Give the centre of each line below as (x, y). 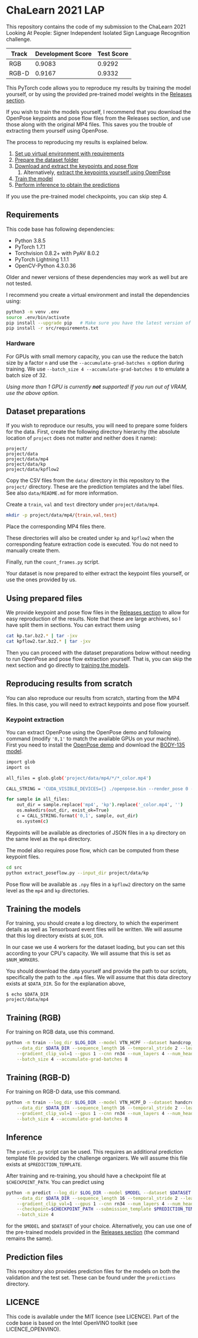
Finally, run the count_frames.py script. (53, 562)
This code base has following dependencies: (60, 229)
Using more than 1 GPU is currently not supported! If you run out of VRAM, (97, 387)
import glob (21, 762)
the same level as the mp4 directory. (49, 839)
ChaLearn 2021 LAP (55, 10)
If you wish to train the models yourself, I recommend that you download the (99, 112)
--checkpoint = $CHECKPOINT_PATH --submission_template (84, 1209)
